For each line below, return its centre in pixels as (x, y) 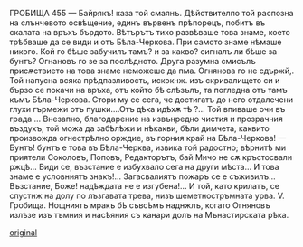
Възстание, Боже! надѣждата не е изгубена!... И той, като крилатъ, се (145, 186)
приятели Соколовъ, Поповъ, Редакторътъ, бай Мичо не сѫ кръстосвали (151, 157)
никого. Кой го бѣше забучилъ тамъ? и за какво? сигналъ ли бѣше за (143, 52)
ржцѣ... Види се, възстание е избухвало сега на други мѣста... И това (144, 167)
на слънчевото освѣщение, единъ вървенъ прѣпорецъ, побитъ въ (137, 23)
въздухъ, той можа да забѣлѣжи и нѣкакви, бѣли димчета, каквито (139, 128)
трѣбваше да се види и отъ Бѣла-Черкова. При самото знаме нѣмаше (146, 42)
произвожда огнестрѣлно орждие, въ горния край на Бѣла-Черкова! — (148, 138)
